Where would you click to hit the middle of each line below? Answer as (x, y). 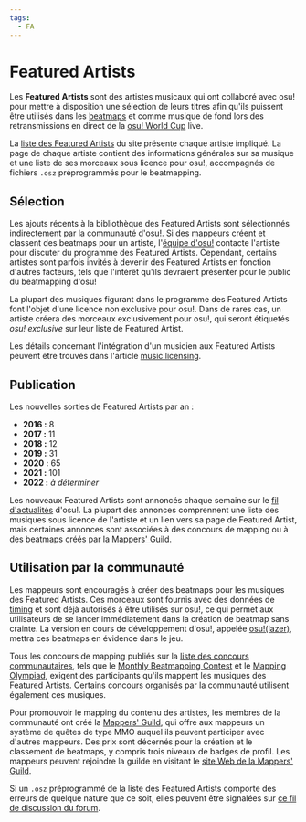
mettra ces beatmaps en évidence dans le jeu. (96, 638)
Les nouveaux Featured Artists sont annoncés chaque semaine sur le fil (144, 501)
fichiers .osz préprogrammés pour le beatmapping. (106, 173)
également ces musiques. (58, 694)
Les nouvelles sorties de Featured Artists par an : (102, 406)
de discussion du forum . (55, 807)
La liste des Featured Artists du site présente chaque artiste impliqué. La (145, 143)
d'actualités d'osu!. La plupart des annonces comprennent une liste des (144, 510)
